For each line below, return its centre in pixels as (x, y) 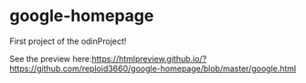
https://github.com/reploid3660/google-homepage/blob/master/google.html (153, 68)
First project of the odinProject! (68, 41)
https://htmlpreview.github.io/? (149, 58)
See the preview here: (51, 58)
